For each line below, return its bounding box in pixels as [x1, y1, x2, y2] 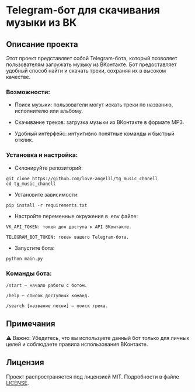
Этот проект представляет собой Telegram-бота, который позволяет [6, 55, 178, 61]
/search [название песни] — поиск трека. [6, 302, 109, 309]
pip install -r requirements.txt [6, 202, 88, 208]
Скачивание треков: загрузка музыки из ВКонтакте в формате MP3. [14, 119, 184, 126]
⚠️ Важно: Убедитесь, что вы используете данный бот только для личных [6, 334, 190, 341]
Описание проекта [6, 39, 78, 49]
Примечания [6, 319, 55, 329]
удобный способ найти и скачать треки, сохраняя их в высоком [6, 67, 166, 74]
